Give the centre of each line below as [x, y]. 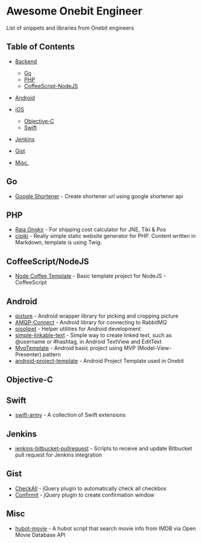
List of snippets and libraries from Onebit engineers [70, 28]
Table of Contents [41, 47]
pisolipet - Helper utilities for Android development [78, 329]
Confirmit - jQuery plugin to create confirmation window [85, 495]
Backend [26, 61]
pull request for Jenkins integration [58, 455]
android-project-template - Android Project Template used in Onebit [99, 361]
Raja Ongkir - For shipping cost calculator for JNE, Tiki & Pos [90, 230]
